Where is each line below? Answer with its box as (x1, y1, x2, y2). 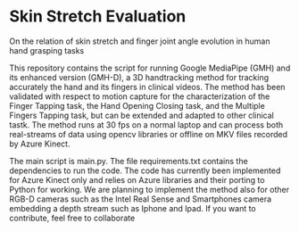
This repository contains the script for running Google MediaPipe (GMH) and (9, 62, 291, 73)
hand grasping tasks (9, 45, 85, 55)
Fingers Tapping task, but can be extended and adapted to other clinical (9, 110, 275, 120)
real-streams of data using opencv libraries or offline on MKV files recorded (9, 128, 288, 139)
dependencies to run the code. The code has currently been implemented (9, 165, 281, 176)
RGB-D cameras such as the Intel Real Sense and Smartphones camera (9, 194, 272, 204)
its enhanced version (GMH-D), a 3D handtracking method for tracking (9, 71, 270, 82)
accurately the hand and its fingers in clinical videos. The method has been (9, 81, 286, 92)
